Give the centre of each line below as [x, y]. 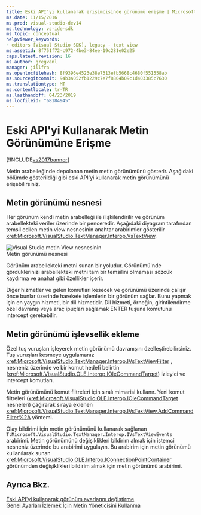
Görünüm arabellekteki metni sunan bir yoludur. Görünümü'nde [84, 266]
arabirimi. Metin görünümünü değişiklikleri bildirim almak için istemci [90, 441]
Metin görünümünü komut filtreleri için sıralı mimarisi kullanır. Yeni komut [95, 392]
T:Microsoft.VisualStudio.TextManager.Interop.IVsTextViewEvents [89, 435]
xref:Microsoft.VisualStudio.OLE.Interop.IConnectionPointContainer [89, 460]
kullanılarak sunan [28, 453]
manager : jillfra [28, 67]
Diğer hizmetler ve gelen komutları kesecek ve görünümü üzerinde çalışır [96, 290]
